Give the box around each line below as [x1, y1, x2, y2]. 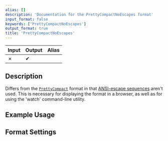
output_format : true [5, 26, 49, 31]
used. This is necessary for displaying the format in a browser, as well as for [5, 91, 162, 97]
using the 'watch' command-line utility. [5, 96, 86, 102]
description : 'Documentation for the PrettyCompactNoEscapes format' [5, 12, 154, 17]
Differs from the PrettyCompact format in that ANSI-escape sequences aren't [5, 85, 163, 91]
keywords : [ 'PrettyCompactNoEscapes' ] [5, 21, 86, 27]
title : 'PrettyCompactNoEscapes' [5, 31, 75, 36]
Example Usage [5, 111, 55, 119]
